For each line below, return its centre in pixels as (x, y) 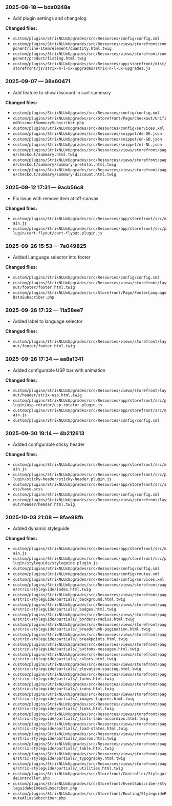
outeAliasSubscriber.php (39, 798)
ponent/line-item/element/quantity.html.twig (62, 49)
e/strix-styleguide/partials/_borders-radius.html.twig (73, 619)
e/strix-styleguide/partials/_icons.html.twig (63, 689)
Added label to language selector (48, 321)
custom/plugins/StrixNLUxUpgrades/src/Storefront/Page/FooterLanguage (90, 293)
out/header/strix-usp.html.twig (47, 395)
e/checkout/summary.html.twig (45, 154)
